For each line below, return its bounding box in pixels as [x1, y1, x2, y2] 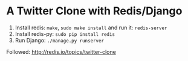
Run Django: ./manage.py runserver [15, 36, 105, 44]
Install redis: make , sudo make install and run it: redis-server [15, 24, 167, 31]
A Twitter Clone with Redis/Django [6, 4, 183, 18]
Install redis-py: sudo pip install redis [15, 30, 115, 37]
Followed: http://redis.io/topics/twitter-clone [6, 48, 116, 55]
